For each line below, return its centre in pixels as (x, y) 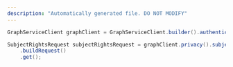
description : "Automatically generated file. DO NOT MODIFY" (97, 13)
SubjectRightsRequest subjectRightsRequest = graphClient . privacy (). (110, 44)
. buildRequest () (43, 51)
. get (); (31, 57)
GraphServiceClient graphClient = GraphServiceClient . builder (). (103, 32)
